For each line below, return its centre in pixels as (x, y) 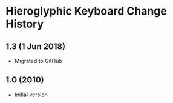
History (25, 24)
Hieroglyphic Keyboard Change (86, 11)
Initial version (31, 95)
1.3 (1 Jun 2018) (36, 46)
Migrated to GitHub (38, 61)
